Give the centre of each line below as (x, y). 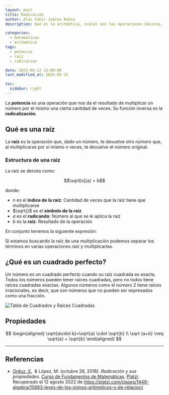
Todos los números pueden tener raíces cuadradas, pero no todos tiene (79, 279)
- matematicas (24, 38)
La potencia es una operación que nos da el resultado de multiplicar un (79, 103)
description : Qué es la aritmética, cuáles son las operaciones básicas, (84, 24)
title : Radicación (24, 15)
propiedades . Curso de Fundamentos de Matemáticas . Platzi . (76, 377)
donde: (13, 190)
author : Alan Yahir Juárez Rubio (40, 19)
